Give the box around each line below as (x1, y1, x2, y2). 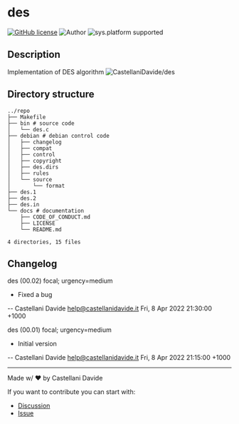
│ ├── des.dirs (7, 163, 59, 171)
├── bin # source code (7, 119, 75, 127)
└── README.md (20, 226, 62, 233)
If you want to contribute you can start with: (7, 388, 136, 396)
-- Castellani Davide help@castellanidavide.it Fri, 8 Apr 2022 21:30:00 (7, 304, 212, 313)
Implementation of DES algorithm (7, 67, 105, 76)
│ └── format (7, 182, 65, 189)
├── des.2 (7, 194, 37, 202)
